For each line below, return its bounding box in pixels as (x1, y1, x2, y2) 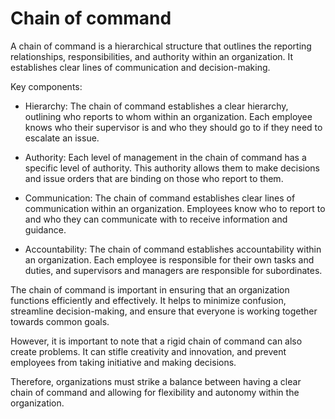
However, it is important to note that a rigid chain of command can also (10, 335, 303, 347)
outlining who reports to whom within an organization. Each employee (24, 110, 313, 122)
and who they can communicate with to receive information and (24, 213, 288, 225)
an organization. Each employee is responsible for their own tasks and (24, 253, 315, 266)
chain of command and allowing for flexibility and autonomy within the (10, 386, 300, 398)
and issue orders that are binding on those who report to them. (24, 172, 284, 184)
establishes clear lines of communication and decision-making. (10, 61, 271, 73)
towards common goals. (10, 315, 110, 327)
